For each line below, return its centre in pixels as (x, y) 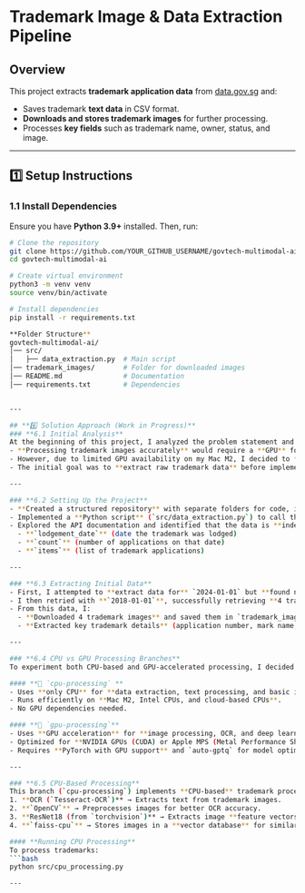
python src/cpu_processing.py (67, 867)
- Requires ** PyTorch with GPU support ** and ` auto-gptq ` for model (142, 751)
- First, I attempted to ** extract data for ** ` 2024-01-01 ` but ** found (150, 592)
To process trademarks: (54, 850)
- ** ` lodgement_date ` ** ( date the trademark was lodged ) (128, 534)
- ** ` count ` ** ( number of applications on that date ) (121, 543)
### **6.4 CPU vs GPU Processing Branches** (95, 658)
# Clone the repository (54, 242)
